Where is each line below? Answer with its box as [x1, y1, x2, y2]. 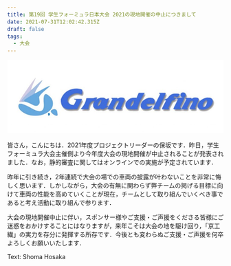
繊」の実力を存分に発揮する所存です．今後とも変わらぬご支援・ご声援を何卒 [7, 230, 224, 239]
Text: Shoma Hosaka [7, 253, 66, 261]
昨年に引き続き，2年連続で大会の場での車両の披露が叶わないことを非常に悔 [7, 173, 222, 181]
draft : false [7, 25, 45, 32]
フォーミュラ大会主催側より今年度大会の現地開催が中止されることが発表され [7, 150, 224, 158]
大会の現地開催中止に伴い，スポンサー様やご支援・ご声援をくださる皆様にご [7, 213, 224, 221]
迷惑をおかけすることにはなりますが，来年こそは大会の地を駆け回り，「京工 [7, 222, 221, 230]
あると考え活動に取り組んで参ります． [7, 199, 115, 207]
